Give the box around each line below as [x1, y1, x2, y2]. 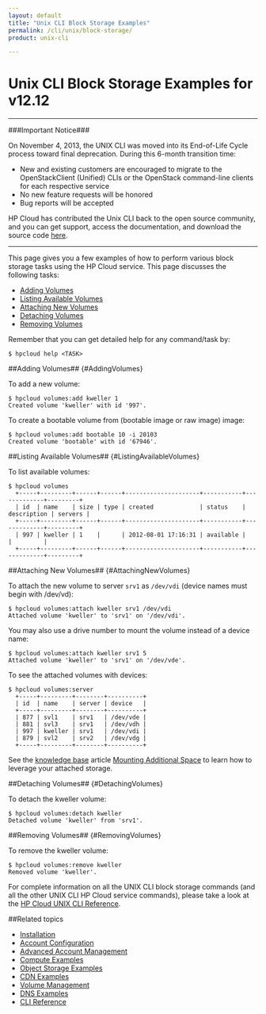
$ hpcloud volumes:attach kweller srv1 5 [8, 650, 147, 658]
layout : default [8, 11, 62, 20]
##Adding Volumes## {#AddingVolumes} [8, 364, 143, 374]
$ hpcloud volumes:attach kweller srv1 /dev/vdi [8, 605, 172, 613]
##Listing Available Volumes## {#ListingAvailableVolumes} [8, 451, 200, 461]
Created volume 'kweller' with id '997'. [8, 401, 147, 409]
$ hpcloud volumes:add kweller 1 [8, 394, 119, 403]
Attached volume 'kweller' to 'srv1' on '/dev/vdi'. [8, 612, 186, 620]
